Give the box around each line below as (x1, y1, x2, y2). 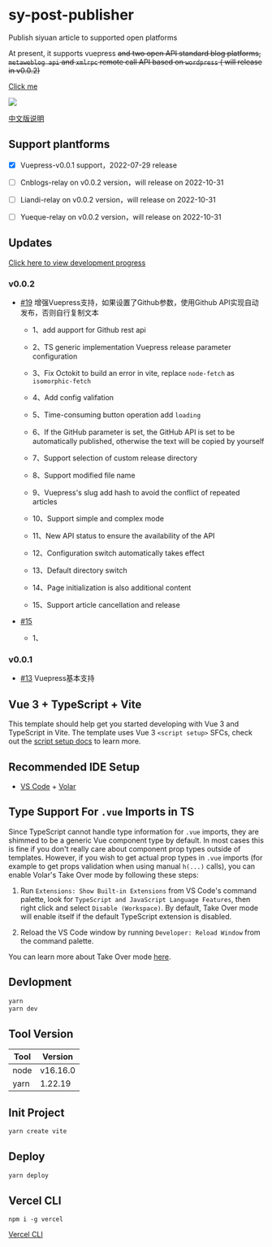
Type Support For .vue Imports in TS (8, 805, 195, 819)
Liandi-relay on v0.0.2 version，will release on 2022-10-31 (19, 194, 217, 204)
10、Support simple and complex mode (32, 514, 165, 524)
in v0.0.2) (8, 65, 41, 75)
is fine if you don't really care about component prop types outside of (8, 844, 241, 853)
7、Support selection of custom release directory (32, 453, 197, 463)
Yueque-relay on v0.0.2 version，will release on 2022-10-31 (19, 211, 222, 221)
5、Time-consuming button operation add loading (32, 410, 201, 420)
